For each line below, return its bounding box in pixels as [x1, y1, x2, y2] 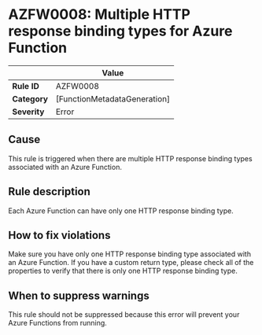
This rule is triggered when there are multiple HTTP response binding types [8, 153, 253, 163]
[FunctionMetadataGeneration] [55, 93, 171, 104]
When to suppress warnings [8, 289, 149, 302]
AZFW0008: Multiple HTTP [8, 6, 191, 24]
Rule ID [12, 80, 39, 91]
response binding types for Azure [8, 22, 233, 40]
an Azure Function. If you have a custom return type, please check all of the [8, 258, 254, 267]
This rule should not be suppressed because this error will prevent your [8, 310, 240, 319]
